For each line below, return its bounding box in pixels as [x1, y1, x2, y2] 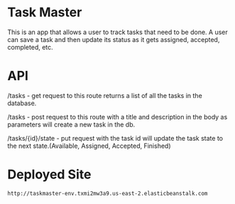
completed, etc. [7, 43, 53, 51]
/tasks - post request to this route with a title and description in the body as [7, 112, 228, 121]
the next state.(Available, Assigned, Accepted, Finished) [7, 141, 172, 150]
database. [7, 99, 37, 107]
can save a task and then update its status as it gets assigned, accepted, [7, 35, 220, 43]
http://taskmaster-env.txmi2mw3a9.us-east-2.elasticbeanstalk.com [7, 190, 208, 197]
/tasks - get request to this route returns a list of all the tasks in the [7, 91, 202, 100]
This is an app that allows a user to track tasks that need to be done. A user [7, 28, 229, 36]
